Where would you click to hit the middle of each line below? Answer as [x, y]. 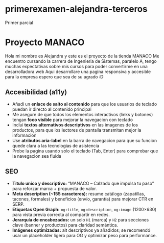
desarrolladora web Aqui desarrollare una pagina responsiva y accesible [78, 72]
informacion [24, 135]
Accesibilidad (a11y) [36, 92]
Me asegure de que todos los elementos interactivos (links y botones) [82, 114]
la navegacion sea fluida [37, 156]
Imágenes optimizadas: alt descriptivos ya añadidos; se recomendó [81, 230]
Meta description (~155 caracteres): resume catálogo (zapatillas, [79, 194]
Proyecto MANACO [45, 42]
